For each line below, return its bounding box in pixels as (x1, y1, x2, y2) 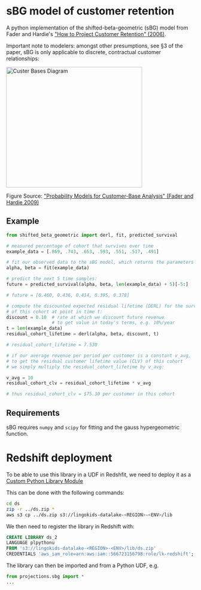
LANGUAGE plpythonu (6, 540, 55, 546)
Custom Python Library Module (6, 477, 84, 484)
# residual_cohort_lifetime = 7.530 (6, 342, 98, 348)
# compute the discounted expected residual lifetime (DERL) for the (6, 303, 184, 309)
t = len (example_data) (6, 326, 63, 332)
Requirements (6, 407, 60, 418)
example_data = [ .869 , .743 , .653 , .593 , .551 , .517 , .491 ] (6, 248, 160, 255)
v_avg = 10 (6, 374, 33, 381)
